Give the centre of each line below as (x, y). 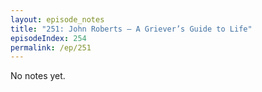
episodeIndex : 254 (48, 38)
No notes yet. (38, 76)
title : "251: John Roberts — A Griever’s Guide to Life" (131, 29)
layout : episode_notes (57, 19)
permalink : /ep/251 (51, 47)
